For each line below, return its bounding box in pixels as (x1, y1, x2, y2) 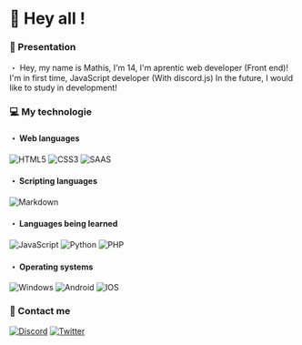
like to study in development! (9, 82, 118, 94)
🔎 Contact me (9, 305, 71, 318)
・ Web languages (9, 133, 80, 144)
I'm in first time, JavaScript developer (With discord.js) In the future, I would (9, 73, 294, 84)
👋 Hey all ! (9, 8, 86, 29)
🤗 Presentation (9, 41, 76, 54)
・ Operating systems (9, 261, 94, 272)
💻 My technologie (9, 106, 93, 118)
